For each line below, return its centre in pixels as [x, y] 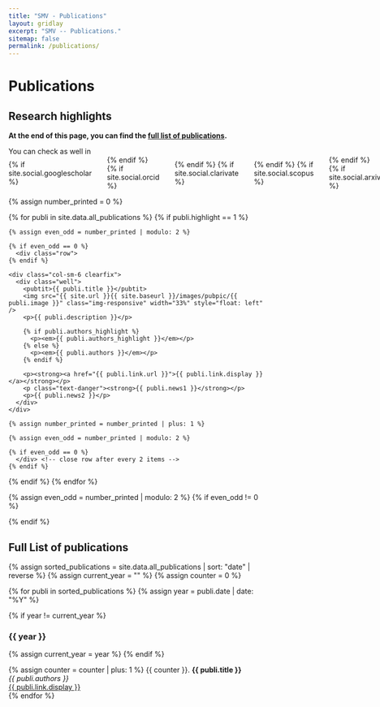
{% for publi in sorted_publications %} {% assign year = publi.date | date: [131, 591]
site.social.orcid [133, 177]
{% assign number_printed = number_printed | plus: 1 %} [107, 424]
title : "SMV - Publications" [58, 16]
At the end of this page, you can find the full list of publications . [118, 136]
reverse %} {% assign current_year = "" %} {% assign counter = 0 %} [125, 575]
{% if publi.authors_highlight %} [81, 332]
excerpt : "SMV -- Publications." [65, 31]
